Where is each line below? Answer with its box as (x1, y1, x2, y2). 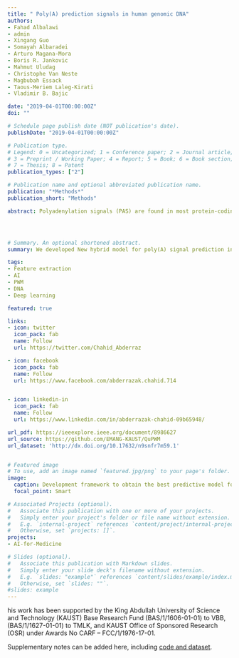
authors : (7, 17, 33, 24)
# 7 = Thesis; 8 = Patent (7, 162, 84, 169)
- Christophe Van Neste (7, 70, 78, 77)
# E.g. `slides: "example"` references (7, 573, 132, 580)
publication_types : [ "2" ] (7, 168, 84, 176)
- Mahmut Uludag (7, 64, 55, 71)
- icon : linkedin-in (7, 396, 69, 403)
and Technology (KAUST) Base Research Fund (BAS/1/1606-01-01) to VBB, (7, 614, 226, 622)
